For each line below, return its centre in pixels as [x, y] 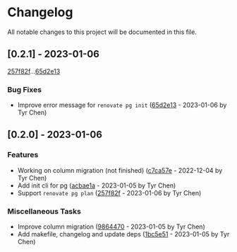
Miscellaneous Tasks [44, 211]
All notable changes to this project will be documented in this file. [102, 32]
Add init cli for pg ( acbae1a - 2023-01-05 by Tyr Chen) [97, 185]
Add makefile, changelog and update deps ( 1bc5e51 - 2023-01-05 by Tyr [123, 234]
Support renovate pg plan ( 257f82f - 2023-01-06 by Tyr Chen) [109, 193]
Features [23, 155]
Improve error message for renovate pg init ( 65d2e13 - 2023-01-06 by [122, 105]
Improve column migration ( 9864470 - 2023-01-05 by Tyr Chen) [111, 227]
